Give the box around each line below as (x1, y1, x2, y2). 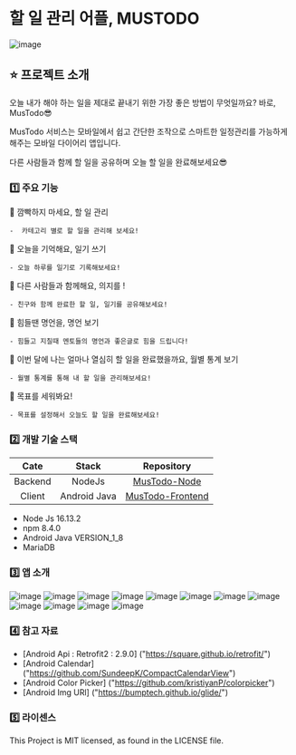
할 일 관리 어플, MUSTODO (9, 8, 200, 29)
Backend (14, 475, 52, 488)
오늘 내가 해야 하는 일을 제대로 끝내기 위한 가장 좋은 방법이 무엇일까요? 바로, (9, 97, 276, 108)
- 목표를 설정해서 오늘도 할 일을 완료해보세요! (9, 411, 160, 420)
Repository (143, 460, 192, 472)
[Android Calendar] (22, 658, 95, 669)
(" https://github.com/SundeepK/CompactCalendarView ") (22, 667, 236, 678)
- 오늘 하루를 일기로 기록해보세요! (9, 264, 121, 273)
